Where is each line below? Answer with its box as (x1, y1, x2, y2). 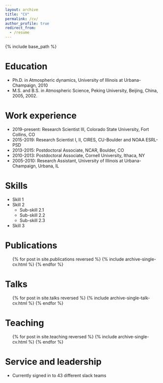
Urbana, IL (38, 163, 59, 169)
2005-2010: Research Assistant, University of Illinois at (12, 158, 124, 163)
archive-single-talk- (109, 295, 150, 301)
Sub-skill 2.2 (19, 212, 46, 218)
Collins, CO (12, 131, 35, 137)
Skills (5, 180, 28, 191)
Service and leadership (5, 356, 102, 367)
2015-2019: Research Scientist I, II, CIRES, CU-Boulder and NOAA (12, 136, 145, 143)
